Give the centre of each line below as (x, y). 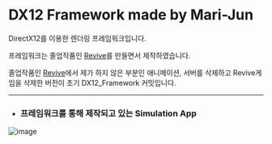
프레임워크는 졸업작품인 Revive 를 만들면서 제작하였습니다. (100, 55)
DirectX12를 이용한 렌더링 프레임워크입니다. (78, 38)
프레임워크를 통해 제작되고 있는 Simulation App (108, 113)
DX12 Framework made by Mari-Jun (131, 15)
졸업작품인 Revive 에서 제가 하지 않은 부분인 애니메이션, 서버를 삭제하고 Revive (132, 72)
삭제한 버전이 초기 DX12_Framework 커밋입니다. (100, 83)
